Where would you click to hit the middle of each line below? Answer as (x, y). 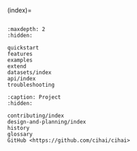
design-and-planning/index (47, 122)
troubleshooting (31, 85)
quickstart (23, 48)
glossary (20, 134)
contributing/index (36, 116)
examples (20, 60)
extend (17, 66)
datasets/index (30, 73)
